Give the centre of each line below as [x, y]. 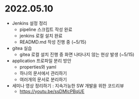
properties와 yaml [38, 67]
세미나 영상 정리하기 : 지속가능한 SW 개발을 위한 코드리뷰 [68, 85]
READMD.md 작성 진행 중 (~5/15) [53, 42]
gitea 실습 [22, 48]
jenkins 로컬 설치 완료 [41, 35]
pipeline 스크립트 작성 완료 [46, 29]
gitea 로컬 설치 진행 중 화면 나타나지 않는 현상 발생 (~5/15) [77, 54]
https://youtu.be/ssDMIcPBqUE [52, 91]
